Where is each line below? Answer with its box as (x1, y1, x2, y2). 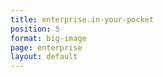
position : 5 (10, 24, 60, 34)
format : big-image (10, 33, 87, 43)
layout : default (10, 52, 78, 62)
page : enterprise (10, 42, 83, 53)
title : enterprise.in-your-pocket (10, 14, 155, 25)
